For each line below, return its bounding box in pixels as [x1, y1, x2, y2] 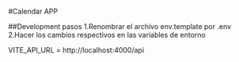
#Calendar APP [8, 7, 58, 16]
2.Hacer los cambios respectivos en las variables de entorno [8, 31, 206, 39]
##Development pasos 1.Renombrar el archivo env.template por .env [8, 22, 232, 31]
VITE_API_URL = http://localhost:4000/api [8, 46, 145, 54]
